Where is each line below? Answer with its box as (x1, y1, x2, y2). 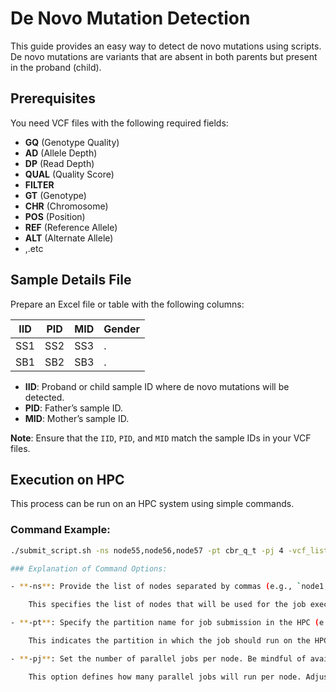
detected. (24, 391, 65, 403)
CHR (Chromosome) (24, 200, 109, 212)
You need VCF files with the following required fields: (10, 117, 229, 129)
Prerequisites (10, 90, 96, 107)
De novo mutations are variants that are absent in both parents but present (10, 50, 318, 62)
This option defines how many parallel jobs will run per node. (28, 672, 302, 682)
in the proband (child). (10, 61, 102, 73)
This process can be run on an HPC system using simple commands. (10, 498, 295, 510)
